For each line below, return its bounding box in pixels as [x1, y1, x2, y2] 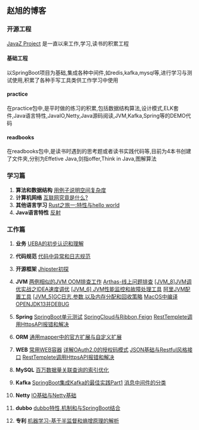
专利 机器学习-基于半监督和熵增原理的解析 [15, 417, 120, 424]
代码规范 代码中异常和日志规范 [15, 252, 91, 260]
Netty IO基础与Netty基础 [15, 391, 77, 399]
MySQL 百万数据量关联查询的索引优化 [15, 366, 109, 373]
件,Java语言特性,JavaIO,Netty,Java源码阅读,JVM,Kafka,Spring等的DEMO [7, 112, 186, 120]
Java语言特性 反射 [15, 209, 62, 216]
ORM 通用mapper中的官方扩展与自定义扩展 [15, 333, 122, 340]
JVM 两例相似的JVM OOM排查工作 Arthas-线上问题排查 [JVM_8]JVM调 [15, 277, 192, 285]
